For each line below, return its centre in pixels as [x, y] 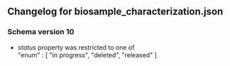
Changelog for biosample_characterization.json [115, 12]
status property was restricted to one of [76, 47]
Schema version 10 [41, 32]
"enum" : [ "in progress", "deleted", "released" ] [87, 55]
